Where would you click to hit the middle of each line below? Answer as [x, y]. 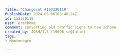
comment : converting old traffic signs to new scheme [61, 27]
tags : [10, 37]
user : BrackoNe [20, 23]
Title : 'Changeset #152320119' [37, 9]
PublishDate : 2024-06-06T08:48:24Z [41, 14]
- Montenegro [18, 41]
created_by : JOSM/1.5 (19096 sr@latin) [45, 32]
